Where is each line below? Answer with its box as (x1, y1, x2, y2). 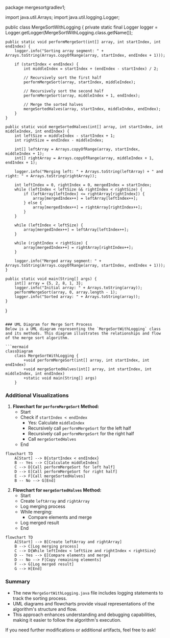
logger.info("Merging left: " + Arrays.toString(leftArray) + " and (14, 169, 163, 174)
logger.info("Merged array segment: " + (14, 258, 102, 264)
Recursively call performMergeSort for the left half (28, 425, 131, 431)
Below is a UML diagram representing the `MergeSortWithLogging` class (5, 326, 161, 332)
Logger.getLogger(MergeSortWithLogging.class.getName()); (5, 30, 133, 35)
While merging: (20, 509, 53, 515)
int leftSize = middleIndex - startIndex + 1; (14, 133, 115, 138)
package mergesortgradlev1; (5, 5, 66, 10)
